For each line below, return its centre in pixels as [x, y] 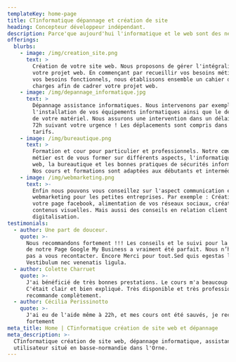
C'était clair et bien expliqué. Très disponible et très [112, 289]
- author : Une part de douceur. [61, 230]
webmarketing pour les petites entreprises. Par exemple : [121, 197]
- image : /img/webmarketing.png [67, 177]
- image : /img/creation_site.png [69, 54]
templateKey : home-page [42, 14]
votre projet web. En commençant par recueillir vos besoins [124, 73]
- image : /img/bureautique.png [66, 138]
